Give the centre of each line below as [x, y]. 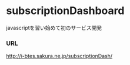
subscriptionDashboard [65, 11]
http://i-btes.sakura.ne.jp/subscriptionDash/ [59, 56]
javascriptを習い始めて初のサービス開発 [54, 28]
